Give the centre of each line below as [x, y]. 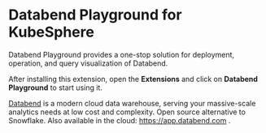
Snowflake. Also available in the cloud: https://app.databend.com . [120, 120]
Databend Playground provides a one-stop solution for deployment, [121, 54]
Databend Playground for [95, 15]
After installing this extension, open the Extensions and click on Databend [133, 79]
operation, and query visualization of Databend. [88, 63]
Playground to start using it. [56, 88]
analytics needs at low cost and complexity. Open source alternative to [127, 112]
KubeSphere [52, 32]
